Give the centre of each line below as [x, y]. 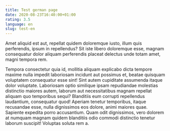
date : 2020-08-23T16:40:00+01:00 [41, 15]
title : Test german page [31, 10]
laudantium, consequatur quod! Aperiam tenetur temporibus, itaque [76, 102]
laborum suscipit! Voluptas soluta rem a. [47, 123]
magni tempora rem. [26, 59]
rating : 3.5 [18, 19]
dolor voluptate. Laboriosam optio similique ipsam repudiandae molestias [82, 86]
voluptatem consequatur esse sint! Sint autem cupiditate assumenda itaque [84, 80]
